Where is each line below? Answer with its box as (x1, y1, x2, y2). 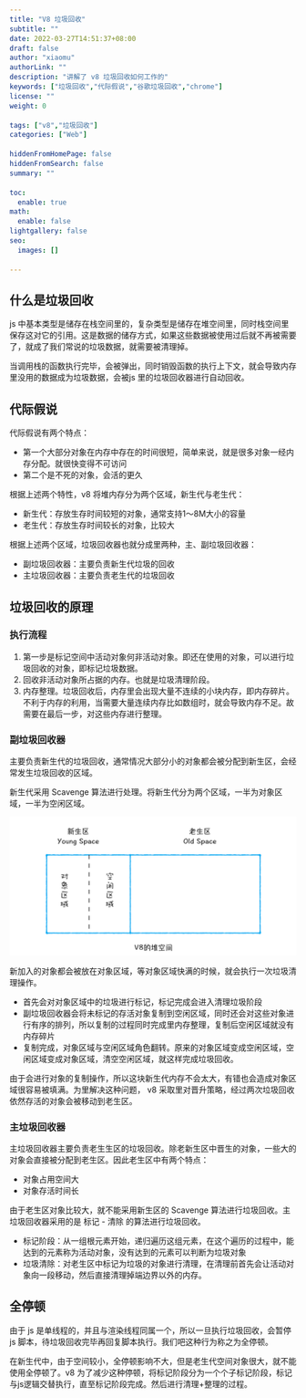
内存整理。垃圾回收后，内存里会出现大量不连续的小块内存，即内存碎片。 (22, 685, 294, 696)
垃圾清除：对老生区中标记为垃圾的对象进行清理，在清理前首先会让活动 (22, 1258, 287, 1269)
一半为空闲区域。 (25, 798, 89, 809)
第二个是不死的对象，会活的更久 (22, 470, 143, 481)
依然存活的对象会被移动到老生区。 (9, 1095, 138, 1106)
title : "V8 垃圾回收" (9, 15, 87, 24)
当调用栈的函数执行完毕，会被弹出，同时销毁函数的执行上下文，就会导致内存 (9, 360, 297, 371)
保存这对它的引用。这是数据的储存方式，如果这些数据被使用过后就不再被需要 (9, 329, 297, 341)
